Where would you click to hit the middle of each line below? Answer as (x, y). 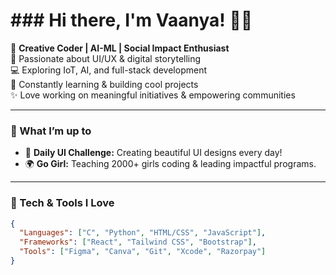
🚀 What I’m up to (51, 131)
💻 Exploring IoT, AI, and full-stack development (108, 70)
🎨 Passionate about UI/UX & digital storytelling (106, 58)
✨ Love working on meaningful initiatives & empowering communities (153, 95)
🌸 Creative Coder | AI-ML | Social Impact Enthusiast (120, 48)
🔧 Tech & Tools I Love (62, 203)
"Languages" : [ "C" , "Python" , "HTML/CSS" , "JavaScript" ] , (143, 233)
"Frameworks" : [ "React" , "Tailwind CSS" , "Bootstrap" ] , (138, 242)
